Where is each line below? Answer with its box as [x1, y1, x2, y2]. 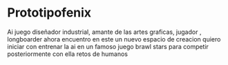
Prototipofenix [7, 5, 92, 21]
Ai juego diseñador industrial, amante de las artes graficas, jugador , [7, 28, 202, 36]
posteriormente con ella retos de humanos [7, 50, 129, 58]
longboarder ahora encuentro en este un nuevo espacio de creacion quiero [7, 35, 221, 43]
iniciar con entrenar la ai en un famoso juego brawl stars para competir [7, 42, 209, 50]
